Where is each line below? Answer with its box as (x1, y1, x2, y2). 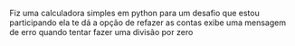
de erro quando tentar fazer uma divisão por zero (9, 27, 194, 37)
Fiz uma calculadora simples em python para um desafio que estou (9, 8, 260, 18)
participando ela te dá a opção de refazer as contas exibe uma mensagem (9, 17, 287, 28)
